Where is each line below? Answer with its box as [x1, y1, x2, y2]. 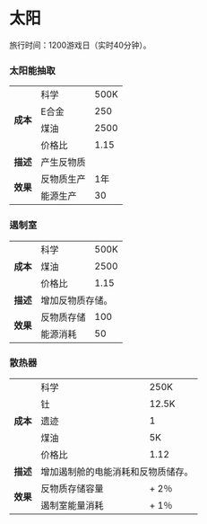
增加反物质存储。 [40, 294, 114, 306]
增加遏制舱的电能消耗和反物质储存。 [40, 465, 194, 477]
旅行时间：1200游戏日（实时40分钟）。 [9, 40, 151, 50]
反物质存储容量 [40, 482, 105, 494]
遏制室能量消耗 [40, 499, 105, 511]
